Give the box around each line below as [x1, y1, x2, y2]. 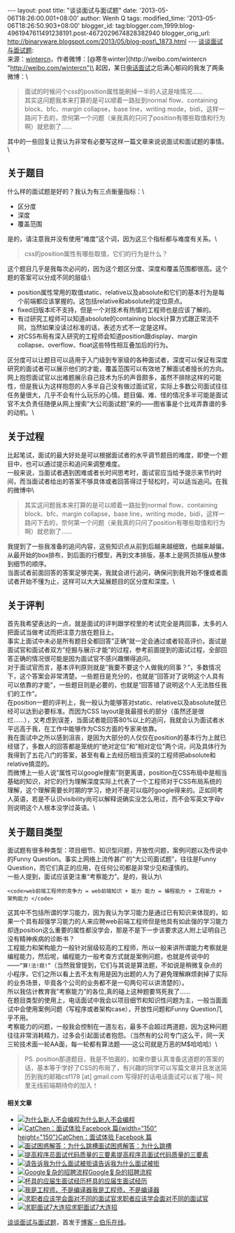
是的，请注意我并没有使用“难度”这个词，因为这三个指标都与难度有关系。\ [7, 234, 218, 243]
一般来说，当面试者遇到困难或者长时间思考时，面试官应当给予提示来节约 [7, 468, 215, 476]
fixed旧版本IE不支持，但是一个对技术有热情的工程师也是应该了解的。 [17, 305, 215, 314]
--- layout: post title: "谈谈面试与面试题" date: [7, 6, 138, 14]
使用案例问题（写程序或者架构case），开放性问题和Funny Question [25, 1005, 217, 1013]
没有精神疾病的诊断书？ [7, 935, 75, 943]
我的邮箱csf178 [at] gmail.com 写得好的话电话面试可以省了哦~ [36, 1072, 215, 1081]
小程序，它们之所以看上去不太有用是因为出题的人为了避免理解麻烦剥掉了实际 [7, 970, 228, 978]
